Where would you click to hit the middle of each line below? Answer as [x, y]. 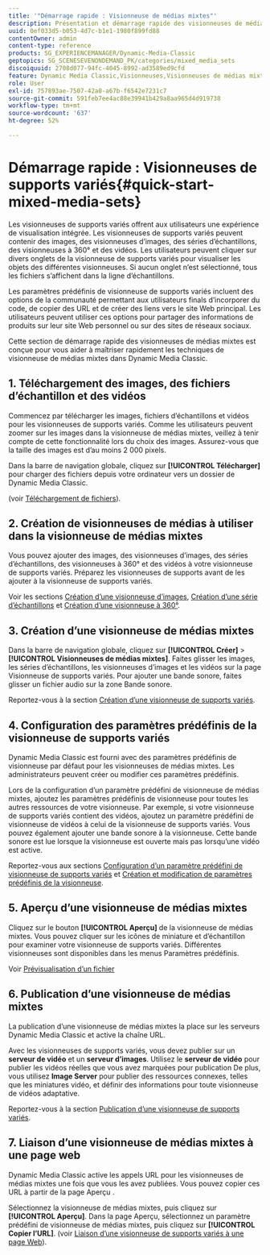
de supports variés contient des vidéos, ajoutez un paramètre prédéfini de [131, 816]
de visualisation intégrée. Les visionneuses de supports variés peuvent [126, 233]
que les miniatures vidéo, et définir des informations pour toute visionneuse [133, 1084]
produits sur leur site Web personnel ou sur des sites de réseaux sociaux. [130, 325]
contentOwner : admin [43, 38]
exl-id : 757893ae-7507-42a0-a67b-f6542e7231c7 [88, 91]
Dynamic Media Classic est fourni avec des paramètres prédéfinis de [123, 758]
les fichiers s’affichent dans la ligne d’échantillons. [92, 276]
